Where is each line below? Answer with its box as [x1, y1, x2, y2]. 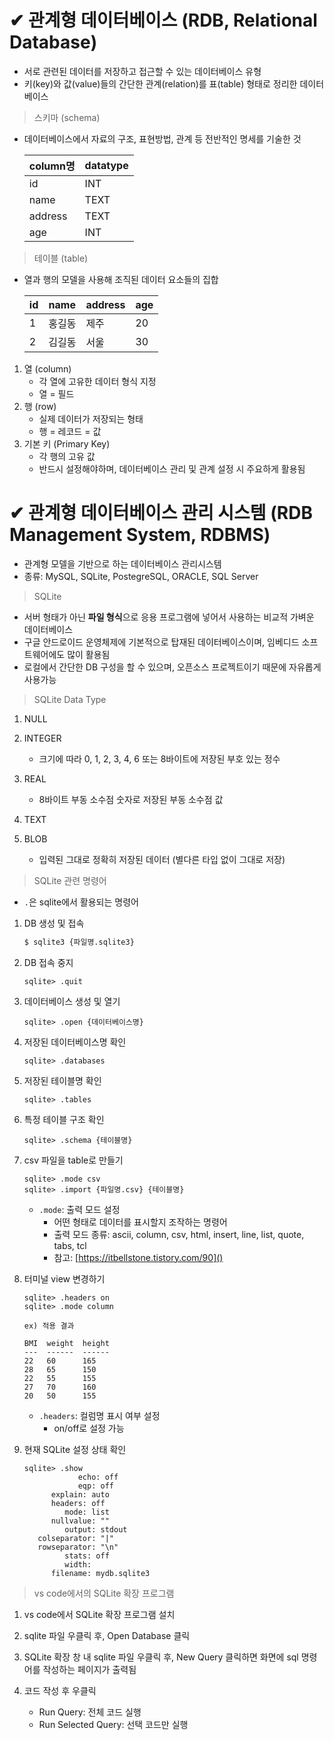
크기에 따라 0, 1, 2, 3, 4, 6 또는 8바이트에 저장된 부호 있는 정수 [38, 752, 281, 765]
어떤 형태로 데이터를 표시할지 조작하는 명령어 [53, 1216, 228, 1228]
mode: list [64, 1507, 110, 1517]
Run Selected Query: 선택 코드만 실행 [38, 1718, 189, 1730]
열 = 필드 [38, 387, 75, 400]
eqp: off [77, 1481, 114, 1491]
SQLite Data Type [33, 693, 107, 705]
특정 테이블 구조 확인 [23, 1113, 105, 1125]
